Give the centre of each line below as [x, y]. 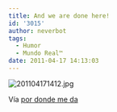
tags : [17, 38]
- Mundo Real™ [39, 53]
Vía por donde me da [43, 99]
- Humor [29, 46]
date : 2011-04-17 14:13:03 [54, 61]
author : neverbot [38, 31]
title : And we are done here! [59, 16]
